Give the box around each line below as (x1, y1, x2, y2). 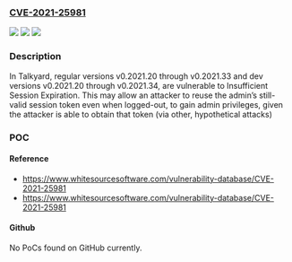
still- (259, 90, 276, 100)
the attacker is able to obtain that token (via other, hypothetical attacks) (9, 109, 273, 119)
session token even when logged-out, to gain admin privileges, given (28, 99, 284, 109)
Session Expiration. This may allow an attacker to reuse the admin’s (9, 90, 258, 100)
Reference (9, 153, 49, 164)
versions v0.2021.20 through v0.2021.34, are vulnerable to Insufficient (9, 80, 269, 91)
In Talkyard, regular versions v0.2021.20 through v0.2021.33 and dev (9, 70, 264, 82)
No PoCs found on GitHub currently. (9, 242, 142, 253)
